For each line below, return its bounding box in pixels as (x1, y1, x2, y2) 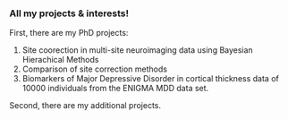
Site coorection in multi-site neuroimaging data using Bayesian (21, 45, 253, 55)
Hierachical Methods (21, 55, 99, 65)
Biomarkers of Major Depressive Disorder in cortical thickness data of (21, 73, 279, 84)
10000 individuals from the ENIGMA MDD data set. (21, 83, 209, 94)
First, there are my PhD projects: (9, 28, 129, 38)
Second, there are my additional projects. (9, 100, 162, 111)
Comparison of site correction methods (21, 64, 168, 74)
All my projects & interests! (9, 7, 130, 20)
